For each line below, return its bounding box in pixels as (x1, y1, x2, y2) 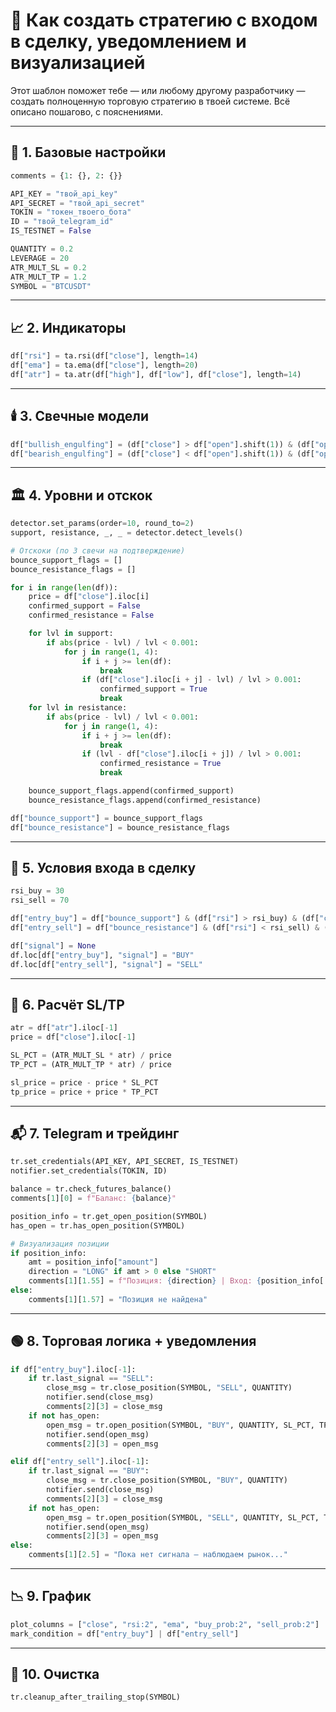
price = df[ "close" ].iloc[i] (28, 592, 150, 602)
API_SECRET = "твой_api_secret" (10, 198, 145, 208)
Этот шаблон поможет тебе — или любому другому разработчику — (10, 84, 306, 96)
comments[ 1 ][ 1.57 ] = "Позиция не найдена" (28, 1294, 208, 1304)
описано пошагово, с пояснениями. (10, 105, 164, 118)
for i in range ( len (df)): (10, 582, 118, 593)
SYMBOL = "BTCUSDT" (10, 281, 92, 291)
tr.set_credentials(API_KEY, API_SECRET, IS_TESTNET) (10, 1157, 240, 1167)
